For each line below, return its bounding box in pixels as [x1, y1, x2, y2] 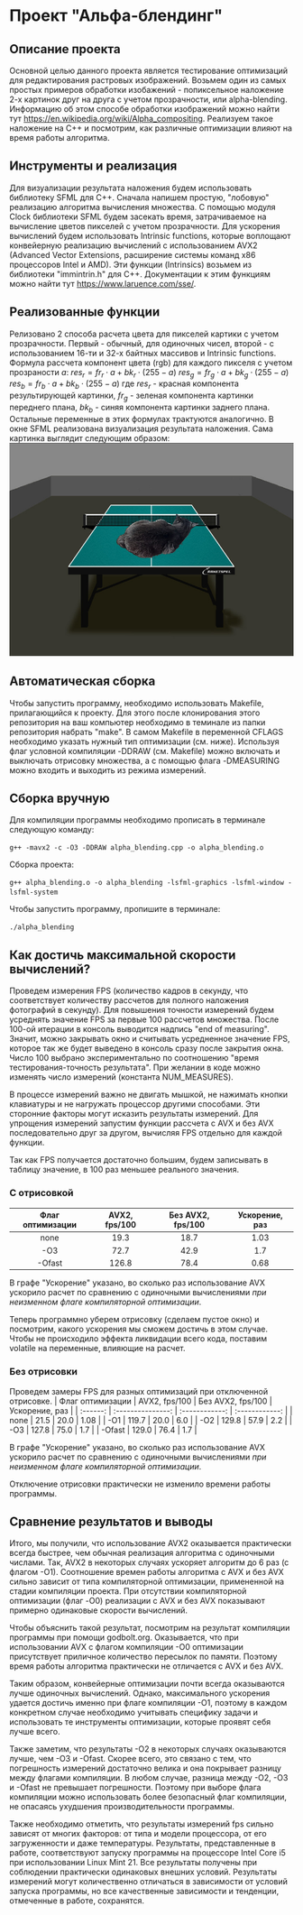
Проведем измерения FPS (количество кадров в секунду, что [9, 985, 249, 997]
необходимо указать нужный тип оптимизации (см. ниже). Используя [9, 736, 280, 747]
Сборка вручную [9, 791, 110, 806]
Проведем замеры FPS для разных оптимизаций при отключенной [9, 1386, 269, 1396]
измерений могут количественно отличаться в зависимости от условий [9, 1876, 289, 1887]
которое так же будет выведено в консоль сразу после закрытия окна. [9, 1043, 284, 1054]
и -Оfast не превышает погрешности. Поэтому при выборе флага [9, 1782, 262, 1793]
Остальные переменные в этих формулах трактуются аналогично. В [9, 413, 275, 424]
